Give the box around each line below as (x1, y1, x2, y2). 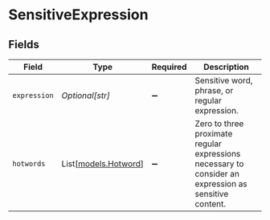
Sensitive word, (194, 75, 253, 86)
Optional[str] (61, 90, 110, 101)
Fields (8, 38, 40, 51)
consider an (194, 169, 239, 179)
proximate (194, 128, 233, 139)
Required (151, 62, 187, 72)
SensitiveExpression (8, 6, 149, 24)
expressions (194, 149, 241, 159)
